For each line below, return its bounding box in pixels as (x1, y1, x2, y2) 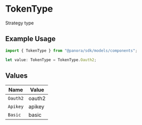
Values (5, 71, 28, 80)
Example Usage (5, 35, 56, 43)
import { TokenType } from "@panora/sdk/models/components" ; (5, 48, 138, 53)
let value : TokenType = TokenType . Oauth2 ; (5, 57, 97, 63)
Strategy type (5, 20, 34, 26)
